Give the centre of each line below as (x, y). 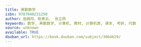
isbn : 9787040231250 (27, 14)
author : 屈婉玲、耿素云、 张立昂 (35, 19)
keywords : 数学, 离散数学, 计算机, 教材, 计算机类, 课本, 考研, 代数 (71, 23)
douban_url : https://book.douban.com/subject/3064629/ (63, 37)
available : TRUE (22, 32)
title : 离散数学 (20, 10)
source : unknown (22, 28)
